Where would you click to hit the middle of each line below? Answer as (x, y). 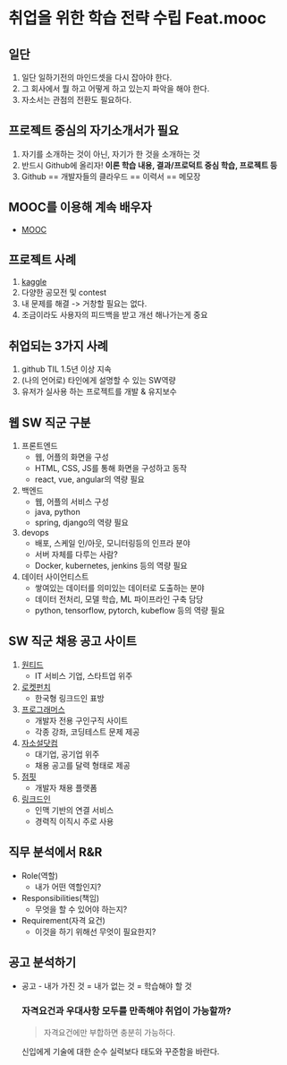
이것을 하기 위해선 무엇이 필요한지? (95, 932)
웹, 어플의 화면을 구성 (72, 457)
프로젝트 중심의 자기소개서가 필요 (94, 131)
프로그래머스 (43, 709)
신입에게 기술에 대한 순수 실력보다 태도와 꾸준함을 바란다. (120, 1051)
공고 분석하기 (42, 962)
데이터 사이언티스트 (55, 577)
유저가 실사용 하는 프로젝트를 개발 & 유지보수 (99, 391)
